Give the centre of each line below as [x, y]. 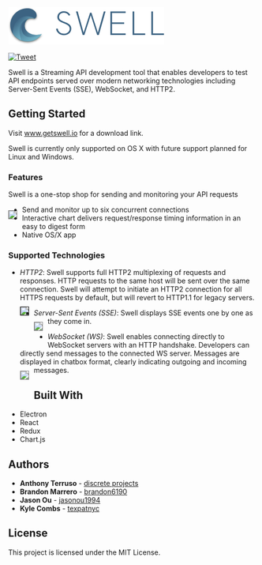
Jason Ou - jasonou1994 [60, 500]
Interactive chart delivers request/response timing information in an [132, 218]
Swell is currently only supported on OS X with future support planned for [128, 148]
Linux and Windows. [41, 156]
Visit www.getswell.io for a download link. [76, 133]
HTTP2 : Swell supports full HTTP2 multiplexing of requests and [123, 273]
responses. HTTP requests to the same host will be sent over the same [135, 281]
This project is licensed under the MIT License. [84, 552]
